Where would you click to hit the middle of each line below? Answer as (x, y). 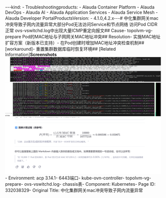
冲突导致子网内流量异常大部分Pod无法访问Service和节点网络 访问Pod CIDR (81, 24)
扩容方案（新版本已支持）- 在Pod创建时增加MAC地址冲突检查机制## (75, 43)
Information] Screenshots (31, 54)
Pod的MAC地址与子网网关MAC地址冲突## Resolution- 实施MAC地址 (91, 37)
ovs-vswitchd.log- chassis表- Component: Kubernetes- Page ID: (90, 184)
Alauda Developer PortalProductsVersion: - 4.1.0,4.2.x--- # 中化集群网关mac (82, 18)
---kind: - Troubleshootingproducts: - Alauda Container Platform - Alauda (80, 7)
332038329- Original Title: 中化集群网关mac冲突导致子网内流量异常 (74, 190)
